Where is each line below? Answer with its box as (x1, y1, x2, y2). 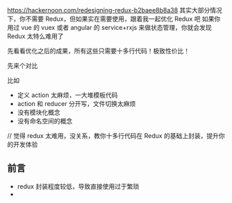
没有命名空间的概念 (17, 117, 73, 125)
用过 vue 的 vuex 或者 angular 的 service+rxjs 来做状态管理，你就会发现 (7, 24, 212, 31)
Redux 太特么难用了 (7, 32, 64, 40)
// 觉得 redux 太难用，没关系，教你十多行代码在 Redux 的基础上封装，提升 (7, 132, 219, 140)
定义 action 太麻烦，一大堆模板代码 (17, 91, 118, 99)
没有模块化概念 (17, 108, 60, 116)
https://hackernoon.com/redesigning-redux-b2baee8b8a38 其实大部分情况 (7, 6, 222, 14)
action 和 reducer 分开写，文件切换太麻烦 (17, 100, 136, 107)
